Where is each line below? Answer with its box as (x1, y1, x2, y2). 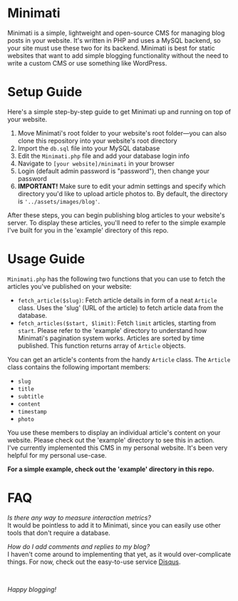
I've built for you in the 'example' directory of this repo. (7, 226, 169, 235)
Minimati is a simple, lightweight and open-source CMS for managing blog (7, 29, 225, 37)
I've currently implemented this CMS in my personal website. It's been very (7, 443, 228, 452)
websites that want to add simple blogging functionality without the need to (7, 51, 229, 60)
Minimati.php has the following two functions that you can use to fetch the (7, 274, 226, 283)
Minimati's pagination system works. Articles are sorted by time (17, 334, 205, 342)
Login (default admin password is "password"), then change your (17, 166, 210, 175)
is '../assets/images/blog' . (17, 197, 100, 205)
